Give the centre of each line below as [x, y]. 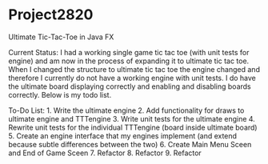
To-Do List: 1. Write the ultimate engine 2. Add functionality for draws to [126, 110]
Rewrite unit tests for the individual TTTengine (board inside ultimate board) [133, 127]
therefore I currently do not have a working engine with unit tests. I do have [132, 78]
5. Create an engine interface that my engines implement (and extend [123, 136]
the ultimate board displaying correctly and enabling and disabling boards [130, 86]
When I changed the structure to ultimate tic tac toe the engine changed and [134, 69]
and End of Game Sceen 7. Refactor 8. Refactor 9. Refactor [105, 153]
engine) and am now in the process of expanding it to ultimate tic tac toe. [129, 61]
